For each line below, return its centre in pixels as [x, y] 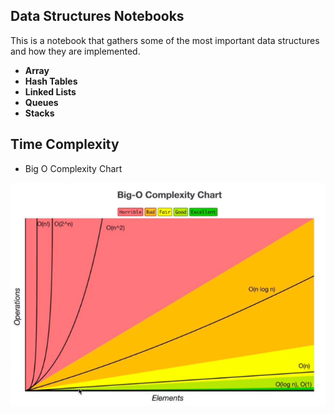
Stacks [39, 113]
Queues [41, 102]
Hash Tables [51, 81]
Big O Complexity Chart [73, 168]
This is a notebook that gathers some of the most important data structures [165, 40]
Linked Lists [50, 91]
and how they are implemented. [75, 51]
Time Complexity [65, 144]
